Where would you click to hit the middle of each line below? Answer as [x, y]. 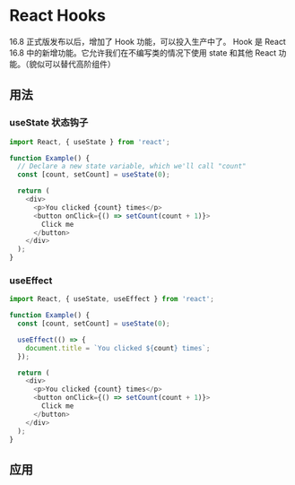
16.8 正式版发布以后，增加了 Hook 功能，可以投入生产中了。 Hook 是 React [148, 41]
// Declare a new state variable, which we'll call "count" [132, 167]
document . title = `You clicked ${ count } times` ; [118, 348]
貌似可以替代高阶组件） [72, 64]
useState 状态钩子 [49, 123]
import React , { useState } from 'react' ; [90, 142]
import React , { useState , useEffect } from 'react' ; [112, 299]
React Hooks [57, 16]
